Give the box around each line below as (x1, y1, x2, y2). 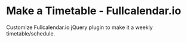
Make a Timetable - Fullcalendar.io (6, 4, 182, 18)
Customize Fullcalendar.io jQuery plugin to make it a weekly (6, 24, 154, 31)
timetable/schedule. (6, 30, 56, 37)
